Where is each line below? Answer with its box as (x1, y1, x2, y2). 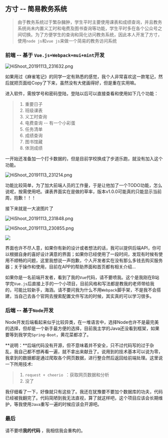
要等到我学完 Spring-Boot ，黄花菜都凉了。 (5, 332, 91, 338)
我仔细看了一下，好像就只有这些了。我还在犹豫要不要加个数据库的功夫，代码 (5, 389, 163, 395)
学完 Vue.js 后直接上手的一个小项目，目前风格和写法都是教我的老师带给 (5, 281, 150, 287)
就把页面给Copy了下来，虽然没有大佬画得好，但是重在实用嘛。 (9, 80, 139, 86)
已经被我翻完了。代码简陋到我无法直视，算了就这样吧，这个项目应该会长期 (5, 395, 158, 401)
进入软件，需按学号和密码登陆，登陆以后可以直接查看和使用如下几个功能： (5, 91, 158, 97)
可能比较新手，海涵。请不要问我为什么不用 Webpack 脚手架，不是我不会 (13, 287, 157, 293)
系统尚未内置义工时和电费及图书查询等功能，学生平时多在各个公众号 (17, 25, 158, 31)
